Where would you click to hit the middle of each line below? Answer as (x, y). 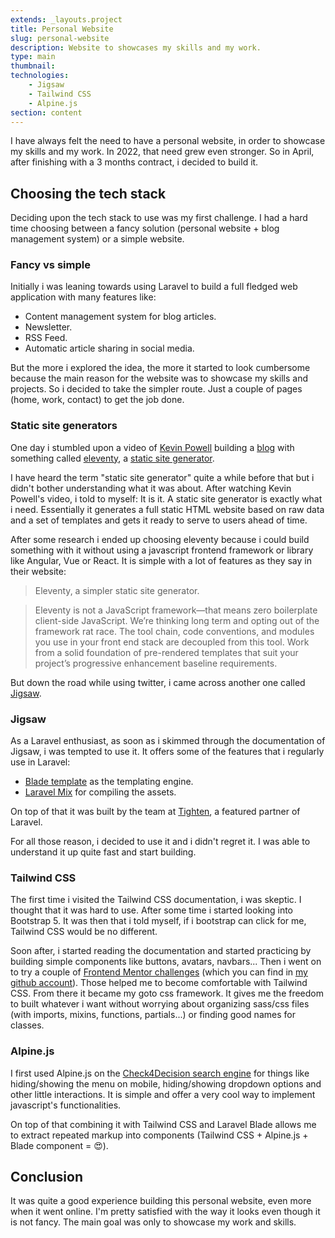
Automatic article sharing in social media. (109, 348)
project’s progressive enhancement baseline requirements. (156, 663)
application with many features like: (83, 297)
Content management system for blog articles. (120, 317)
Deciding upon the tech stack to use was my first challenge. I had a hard (159, 218)
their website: (38, 571)
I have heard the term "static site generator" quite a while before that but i (162, 477)
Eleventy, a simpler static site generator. (117, 590)
